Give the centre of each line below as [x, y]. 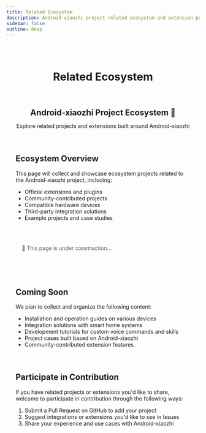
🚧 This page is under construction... [67, 248]
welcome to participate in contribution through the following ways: [99, 398]
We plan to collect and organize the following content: [84, 307]
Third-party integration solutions [66, 211]
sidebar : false [26, 23]
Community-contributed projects [66, 198]
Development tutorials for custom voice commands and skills [101, 332]
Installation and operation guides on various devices [90, 318]
